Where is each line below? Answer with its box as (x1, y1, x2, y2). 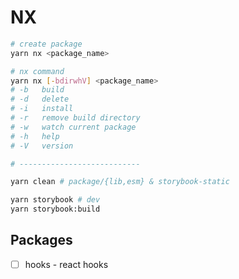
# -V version (10, 141, 74, 151)
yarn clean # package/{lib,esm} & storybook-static (10, 177, 230, 187)
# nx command (10, 66, 65, 76)
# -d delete (10, 94, 70, 105)
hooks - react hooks (24, 258, 109, 270)
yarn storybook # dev (10, 195, 101, 205)
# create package (10, 39, 83, 49)
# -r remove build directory (10, 113, 141, 123)
